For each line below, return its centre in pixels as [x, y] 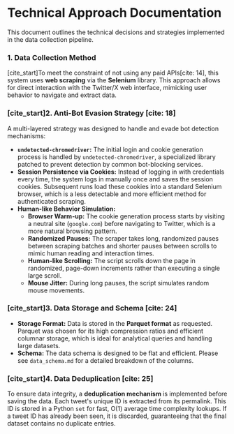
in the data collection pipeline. [51, 39]
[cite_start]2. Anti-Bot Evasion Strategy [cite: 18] [92, 113]
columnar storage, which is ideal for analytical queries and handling [115, 338]
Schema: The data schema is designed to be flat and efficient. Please [118, 353]
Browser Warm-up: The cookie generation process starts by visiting [126, 216]
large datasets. [39, 345]
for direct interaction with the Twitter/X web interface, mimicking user [107, 88]
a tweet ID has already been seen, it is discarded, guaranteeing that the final [117, 416]
